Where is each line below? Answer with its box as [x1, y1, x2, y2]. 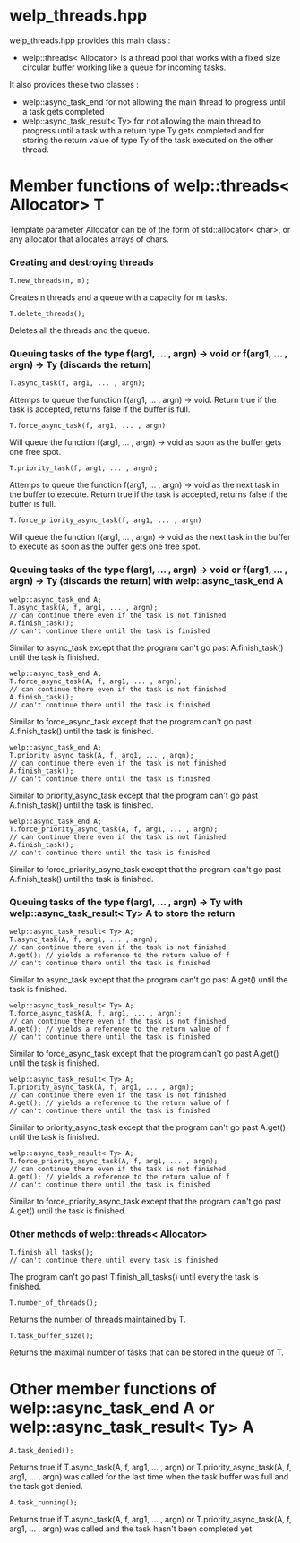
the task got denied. [9, 1481, 83, 1492]
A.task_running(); [9, 1498, 78, 1507]
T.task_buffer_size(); [9, 1332, 94, 1341]
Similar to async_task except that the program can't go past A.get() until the [9, 974, 288, 985]
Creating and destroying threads [9, 256, 154, 269]
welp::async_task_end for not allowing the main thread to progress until [21, 96, 286, 107]
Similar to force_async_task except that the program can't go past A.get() [9, 1049, 279, 1059]
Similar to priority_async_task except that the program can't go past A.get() [9, 1122, 287, 1133]
